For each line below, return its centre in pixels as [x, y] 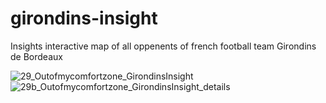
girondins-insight [84, 18]
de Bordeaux [36, 56]
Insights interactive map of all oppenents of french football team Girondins [163, 46]
